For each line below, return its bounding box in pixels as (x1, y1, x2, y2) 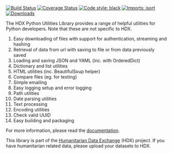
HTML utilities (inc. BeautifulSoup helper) (13, 68, 100, 74)
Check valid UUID (13, 112, 51, 118)
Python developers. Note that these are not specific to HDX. (6, 26, 132, 32)
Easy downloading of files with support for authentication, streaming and (13, 36, 167, 42)
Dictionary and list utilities (13, 63, 68, 69)
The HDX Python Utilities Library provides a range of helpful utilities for (6, 21, 156, 26)
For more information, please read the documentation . (6, 127, 120, 133)
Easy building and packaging (13, 118, 75, 123)
